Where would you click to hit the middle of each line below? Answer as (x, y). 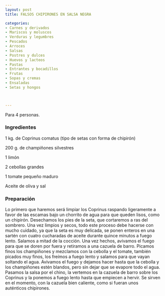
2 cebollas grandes (25, 167)
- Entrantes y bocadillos (32, 69)
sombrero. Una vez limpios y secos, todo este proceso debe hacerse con (79, 225)
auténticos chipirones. (28, 288)
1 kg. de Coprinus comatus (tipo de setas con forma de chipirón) (70, 138)
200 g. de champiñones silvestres (39, 148)
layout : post (18, 10)
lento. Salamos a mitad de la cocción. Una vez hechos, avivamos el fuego (80, 241)
